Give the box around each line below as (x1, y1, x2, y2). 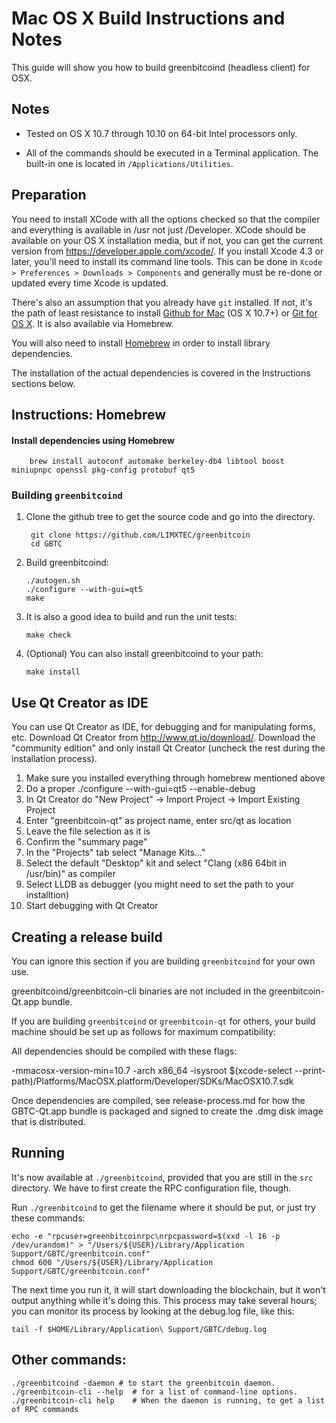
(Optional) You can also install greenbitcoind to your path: (25, 648, 264, 660)
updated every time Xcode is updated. (11, 277, 169, 289)
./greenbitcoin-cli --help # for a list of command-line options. (11, 1387, 299, 1397)
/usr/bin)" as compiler (25, 868, 116, 880)
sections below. (11, 377, 76, 389)
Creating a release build (11, 928, 163, 946)
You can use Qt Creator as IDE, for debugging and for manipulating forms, (11, 721, 316, 733)
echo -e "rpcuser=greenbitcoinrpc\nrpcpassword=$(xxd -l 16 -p (11, 1231, 281, 1241)
